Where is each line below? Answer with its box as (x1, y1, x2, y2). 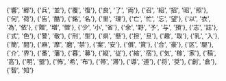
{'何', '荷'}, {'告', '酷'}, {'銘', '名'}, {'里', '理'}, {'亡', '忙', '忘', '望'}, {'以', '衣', (6, 14, 211, 23)
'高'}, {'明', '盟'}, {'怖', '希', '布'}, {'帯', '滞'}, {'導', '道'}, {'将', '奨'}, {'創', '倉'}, (6, 58, 217, 65)
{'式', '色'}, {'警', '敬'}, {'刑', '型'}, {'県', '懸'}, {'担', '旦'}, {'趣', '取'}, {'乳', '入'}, (6, 32, 220, 40)
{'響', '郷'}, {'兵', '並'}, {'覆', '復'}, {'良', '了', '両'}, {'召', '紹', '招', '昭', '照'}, (6, 6, 208, 14)
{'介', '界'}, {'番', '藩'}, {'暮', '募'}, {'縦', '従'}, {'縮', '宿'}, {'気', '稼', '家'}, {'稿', (6, 49, 216, 57)
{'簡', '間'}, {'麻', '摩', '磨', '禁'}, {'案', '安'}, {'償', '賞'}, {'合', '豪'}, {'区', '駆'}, (6, 40, 214, 48)
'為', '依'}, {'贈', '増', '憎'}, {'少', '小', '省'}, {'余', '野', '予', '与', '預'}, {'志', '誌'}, (6, 23, 218, 31)
